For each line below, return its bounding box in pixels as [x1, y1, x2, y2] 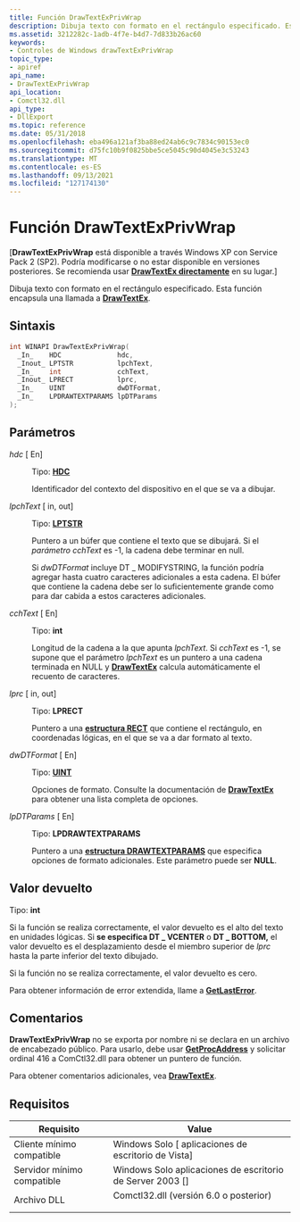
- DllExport [9, 112, 54, 121]
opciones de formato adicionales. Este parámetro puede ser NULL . [31, 854, 278, 866]
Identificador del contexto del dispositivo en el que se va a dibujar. [31, 483, 276, 494]
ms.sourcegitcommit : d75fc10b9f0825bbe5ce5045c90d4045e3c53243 [9, 145, 250, 154]
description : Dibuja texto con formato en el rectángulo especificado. [9, 21, 281, 30]
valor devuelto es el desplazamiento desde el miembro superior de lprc [9, 941, 271, 952]
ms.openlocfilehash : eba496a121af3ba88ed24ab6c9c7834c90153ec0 [9, 137, 250, 146]
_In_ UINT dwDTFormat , [17, 384, 162, 393]
